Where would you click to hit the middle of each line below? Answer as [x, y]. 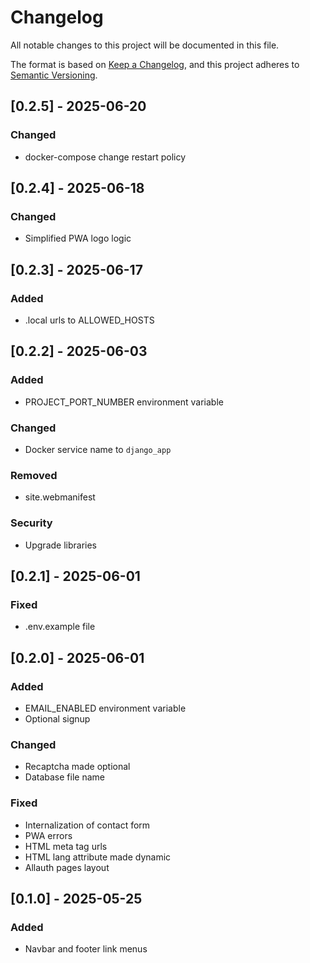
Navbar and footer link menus [86, 949]
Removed [34, 475]
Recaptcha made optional [77, 767]
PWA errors [48, 835]
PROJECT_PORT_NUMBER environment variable [124, 402]
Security [31, 523]
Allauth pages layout [67, 867]
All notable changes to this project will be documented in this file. [145, 45]
